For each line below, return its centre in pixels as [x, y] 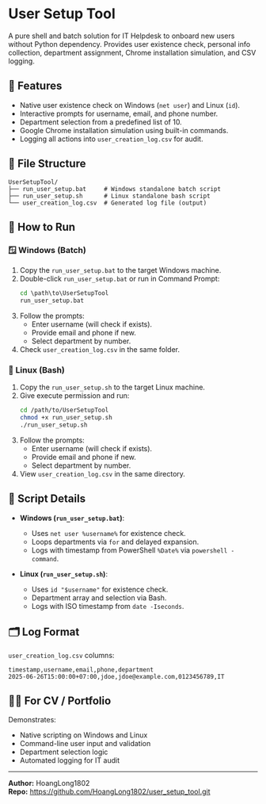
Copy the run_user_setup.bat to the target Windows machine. [120, 270]
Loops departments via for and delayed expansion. [115, 542]
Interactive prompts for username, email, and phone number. [119, 113]
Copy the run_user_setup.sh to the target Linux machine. [112, 387]
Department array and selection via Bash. [99, 597]
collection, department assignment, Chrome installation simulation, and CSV [132, 52]
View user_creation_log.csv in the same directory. [103, 473]
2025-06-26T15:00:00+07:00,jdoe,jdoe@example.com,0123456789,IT [116, 676]
